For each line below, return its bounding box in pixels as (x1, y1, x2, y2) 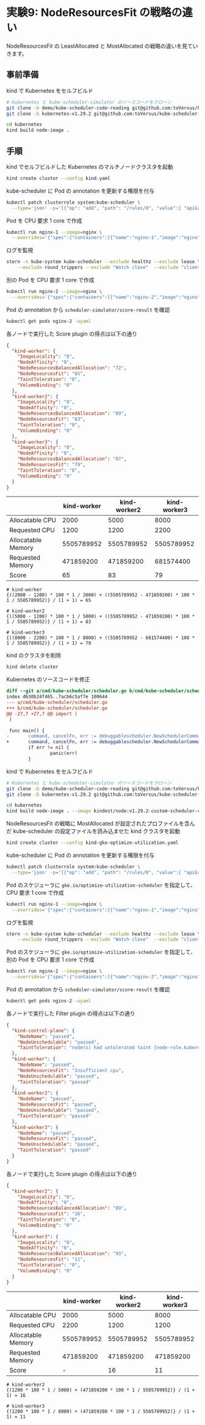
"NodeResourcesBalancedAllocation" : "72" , (17, 365, 127, 371)
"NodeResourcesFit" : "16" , (17, 1211, 86, 1217)
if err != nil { (28, 744, 70, 751)
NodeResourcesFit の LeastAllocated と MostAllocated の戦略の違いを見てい (6, 42, 198, 50)
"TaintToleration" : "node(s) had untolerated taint (17, 1045, 151, 1051)
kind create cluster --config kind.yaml (6, 175, 111, 181)
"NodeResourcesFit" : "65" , (17, 371, 86, 377)
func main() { (9, 727, 45, 734)
